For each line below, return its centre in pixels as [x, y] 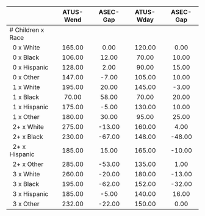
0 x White [26, 47]
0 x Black [26, 57]
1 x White [26, 87]
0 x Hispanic [31, 67]
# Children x [27, 30]
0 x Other [26, 77]
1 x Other [26, 117]
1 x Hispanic [31, 107]
